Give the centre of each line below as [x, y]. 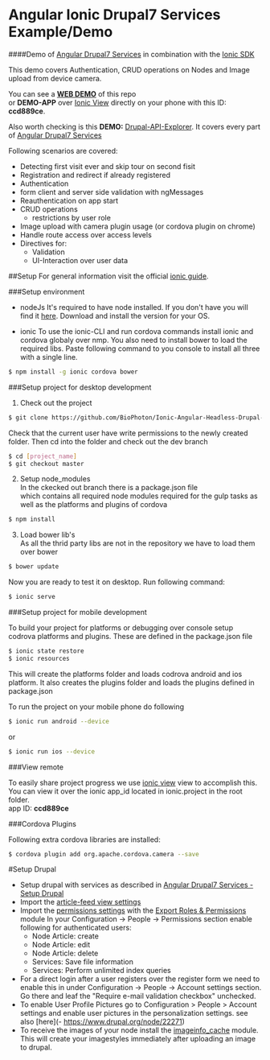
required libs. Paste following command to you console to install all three [140, 349]
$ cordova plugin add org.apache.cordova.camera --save [104, 854]
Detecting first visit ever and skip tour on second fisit [107, 166]
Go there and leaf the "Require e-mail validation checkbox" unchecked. [138, 996]
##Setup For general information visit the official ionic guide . [108, 276]
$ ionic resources [39, 658]
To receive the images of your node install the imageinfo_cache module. [139, 1030]
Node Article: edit [61, 945]
